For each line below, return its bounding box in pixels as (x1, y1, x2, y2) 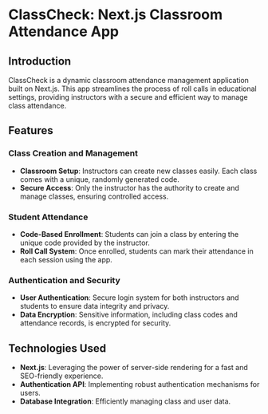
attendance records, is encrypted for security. (19, 318, 171, 328)
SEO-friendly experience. (19, 371, 104, 380)
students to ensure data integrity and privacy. (19, 302, 170, 311)
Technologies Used (8, 341, 106, 355)
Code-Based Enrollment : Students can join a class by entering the (19, 229, 239, 239)
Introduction (8, 54, 72, 68)
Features (8, 124, 53, 137)
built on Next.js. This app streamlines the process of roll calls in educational (8, 84, 257, 93)
